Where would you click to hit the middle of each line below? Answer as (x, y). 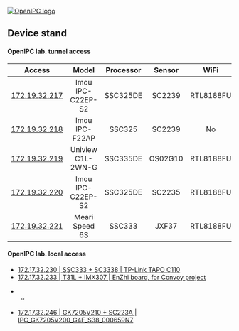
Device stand (37, 33)
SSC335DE (123, 158)
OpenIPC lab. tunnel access (49, 51)
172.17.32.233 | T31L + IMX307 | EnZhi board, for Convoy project (112, 277)
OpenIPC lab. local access (47, 254)
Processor (123, 70)
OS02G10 (166, 158)
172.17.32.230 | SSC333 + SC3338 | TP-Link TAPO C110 (99, 269)
